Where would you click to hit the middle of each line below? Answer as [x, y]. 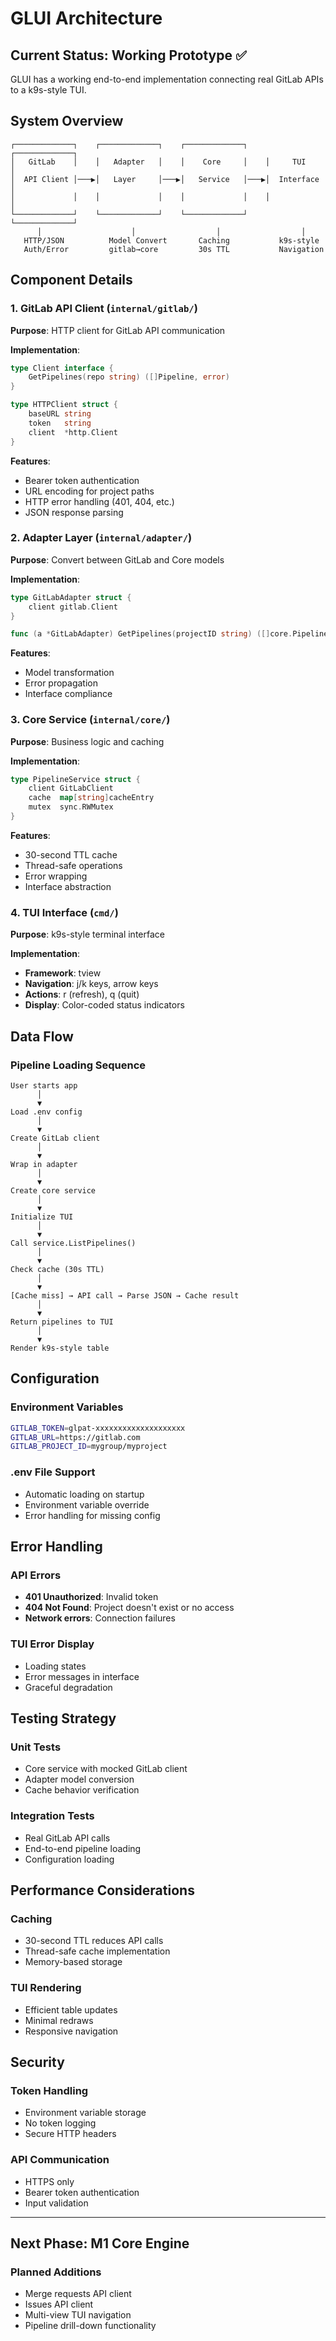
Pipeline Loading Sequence [78, 1065]
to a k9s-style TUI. [48, 90]
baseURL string [60, 414]
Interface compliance [68, 694]
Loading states [55, 1666]
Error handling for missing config [92, 1515]
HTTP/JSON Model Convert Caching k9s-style [171, 240]
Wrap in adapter [44, 1164]
